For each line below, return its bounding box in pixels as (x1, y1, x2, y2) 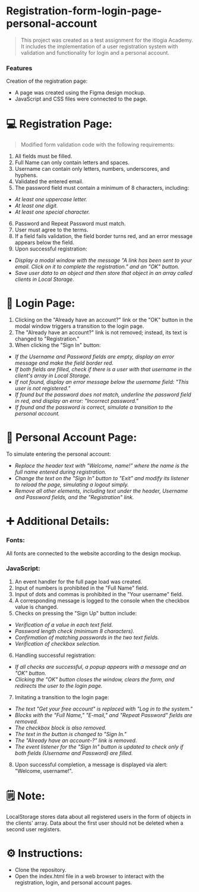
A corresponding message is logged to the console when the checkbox (14, 597, 190, 604)
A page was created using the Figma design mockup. (14, 89, 146, 96)
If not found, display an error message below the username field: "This (14, 378, 189, 386)
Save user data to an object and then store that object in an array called (14, 270, 192, 277)
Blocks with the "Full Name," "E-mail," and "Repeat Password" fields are (14, 711, 192, 718)
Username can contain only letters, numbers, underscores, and (14, 165, 170, 173)
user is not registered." (14, 385, 71, 392)
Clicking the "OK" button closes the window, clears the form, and (14, 675, 175, 683)
